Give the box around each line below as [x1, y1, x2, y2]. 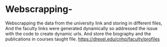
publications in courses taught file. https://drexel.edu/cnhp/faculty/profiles [5, 36, 160, 42]
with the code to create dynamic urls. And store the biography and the [5, 30, 151, 36]
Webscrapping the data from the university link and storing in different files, [5, 20, 162, 26]
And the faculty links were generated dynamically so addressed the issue [5, 25, 158, 31]
